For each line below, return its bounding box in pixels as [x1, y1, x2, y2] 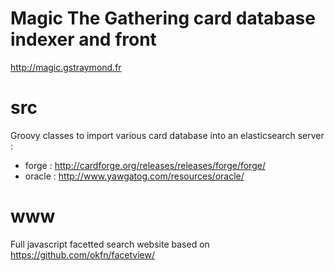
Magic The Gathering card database [10, 7, 316, 30]
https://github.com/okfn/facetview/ [10, 248, 156, 261]
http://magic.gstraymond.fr [10, 61, 122, 73]
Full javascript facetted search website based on [10, 238, 210, 250]
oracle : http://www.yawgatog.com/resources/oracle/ [24, 170, 245, 182]
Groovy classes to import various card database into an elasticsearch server [10, 129, 325, 141]
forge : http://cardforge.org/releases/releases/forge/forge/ [24, 159, 266, 171]
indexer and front [10, 28, 157, 51]
